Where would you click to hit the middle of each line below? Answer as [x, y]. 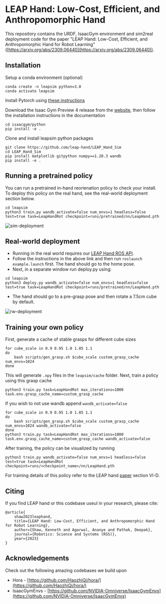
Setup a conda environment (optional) [44, 77]
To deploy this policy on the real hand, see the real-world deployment [77, 193]
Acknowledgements [37, 558]
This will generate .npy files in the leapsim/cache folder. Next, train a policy [82, 375]
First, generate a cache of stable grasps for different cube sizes [71, 339]
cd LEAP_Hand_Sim [23, 152]
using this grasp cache [29, 381]
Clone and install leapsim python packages [49, 138]
